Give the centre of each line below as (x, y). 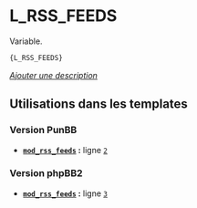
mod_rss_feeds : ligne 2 (65, 150)
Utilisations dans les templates (99, 104)
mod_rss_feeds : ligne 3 (65, 193)
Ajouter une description (54, 75)
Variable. (26, 41)
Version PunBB (43, 130)
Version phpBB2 (47, 173)
